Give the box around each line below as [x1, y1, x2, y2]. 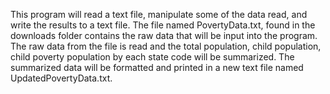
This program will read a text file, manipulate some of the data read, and [10, 9, 308, 20]
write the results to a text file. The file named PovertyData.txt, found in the [10, 19, 316, 31]
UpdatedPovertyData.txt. [10, 72, 113, 84]
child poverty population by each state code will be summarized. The [10, 51, 295, 63]
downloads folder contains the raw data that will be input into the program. [10, 30, 318, 41]
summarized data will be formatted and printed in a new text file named [10, 62, 304, 73]
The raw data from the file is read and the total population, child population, [10, 40, 322, 52]
